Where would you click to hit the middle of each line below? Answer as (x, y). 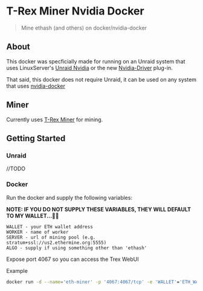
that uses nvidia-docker (36, 86)
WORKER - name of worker (37, 232)
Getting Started (36, 138)
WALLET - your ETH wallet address (50, 227)
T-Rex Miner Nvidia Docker (75, 11)
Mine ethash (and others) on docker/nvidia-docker (84, 28)
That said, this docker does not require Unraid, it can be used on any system (101, 79)
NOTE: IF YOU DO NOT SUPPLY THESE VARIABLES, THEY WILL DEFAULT (99, 209)
